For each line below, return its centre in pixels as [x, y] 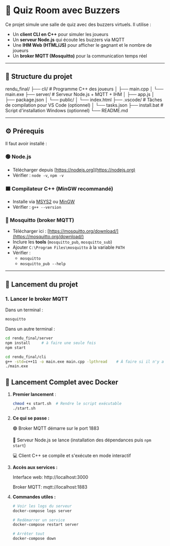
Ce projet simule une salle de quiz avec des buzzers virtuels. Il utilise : [78, 24]
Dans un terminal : [24, 310]
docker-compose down [34, 539]
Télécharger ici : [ [31, 231]
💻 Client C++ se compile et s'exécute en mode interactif [72, 455]
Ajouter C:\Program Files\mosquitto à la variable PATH [69, 247]
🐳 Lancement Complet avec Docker [62, 382]
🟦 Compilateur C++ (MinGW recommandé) [59, 188]
